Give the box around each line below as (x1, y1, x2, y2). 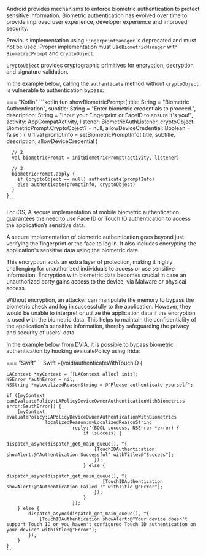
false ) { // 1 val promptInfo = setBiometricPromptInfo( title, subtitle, (6, 131, 176, 138)
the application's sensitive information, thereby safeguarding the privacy (6, 322, 189, 330)
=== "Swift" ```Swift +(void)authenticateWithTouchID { (6, 359, 143, 366)
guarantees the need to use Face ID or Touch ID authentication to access (6, 215, 191, 222)
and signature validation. (6, 68, 69, 75)
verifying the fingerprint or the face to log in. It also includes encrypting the (6, 240, 197, 247)
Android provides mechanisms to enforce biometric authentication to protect (6, 6, 200, 12)
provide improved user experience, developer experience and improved (6, 18, 188, 25)
